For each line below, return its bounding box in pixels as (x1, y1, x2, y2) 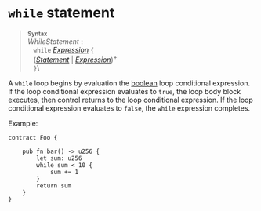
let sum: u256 (36, 154, 82, 162)
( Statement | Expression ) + (33, 53, 118, 64)
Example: (8, 118, 38, 128)
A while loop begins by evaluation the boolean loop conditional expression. (8, 78, 251, 88)
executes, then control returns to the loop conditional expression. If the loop (8, 95, 253, 104)
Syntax (27, 30, 48, 38)
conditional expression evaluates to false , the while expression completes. (8, 103, 251, 113)
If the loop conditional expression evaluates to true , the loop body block (8, 86, 241, 96)
